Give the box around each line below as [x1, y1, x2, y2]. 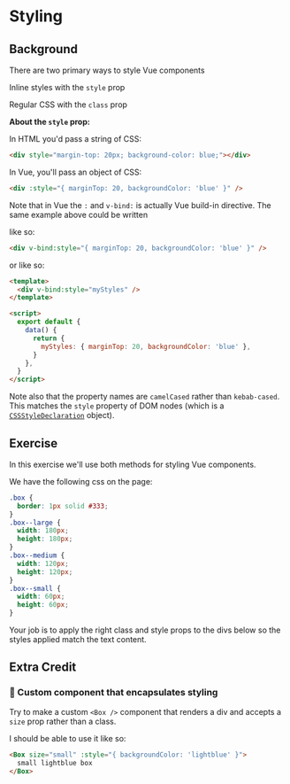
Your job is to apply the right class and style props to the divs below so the [9, 625, 281, 635]
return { [32, 334, 65, 343]
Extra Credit [9, 660, 77, 675]
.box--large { [9, 518, 62, 527]
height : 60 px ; [17, 601, 69, 609]
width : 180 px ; [17, 526, 69, 535]
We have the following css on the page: [9, 476, 153, 486]
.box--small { [9, 584, 62, 593]
